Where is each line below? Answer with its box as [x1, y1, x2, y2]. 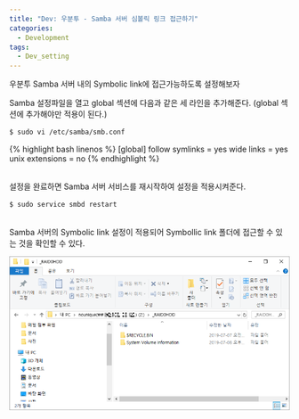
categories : [9, 23, 53, 33]
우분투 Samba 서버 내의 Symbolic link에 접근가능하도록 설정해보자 [9, 78, 240, 89]
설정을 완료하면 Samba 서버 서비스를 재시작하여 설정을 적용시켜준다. [9, 181, 246, 192]
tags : [9, 43, 29, 52]
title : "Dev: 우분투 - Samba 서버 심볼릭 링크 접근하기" [9, 14, 198, 23]
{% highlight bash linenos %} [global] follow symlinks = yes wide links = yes [9, 144, 288, 154]
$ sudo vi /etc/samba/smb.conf [9, 127, 125, 137]
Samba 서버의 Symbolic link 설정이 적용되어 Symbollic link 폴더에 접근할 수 [9, 226, 274, 237]
